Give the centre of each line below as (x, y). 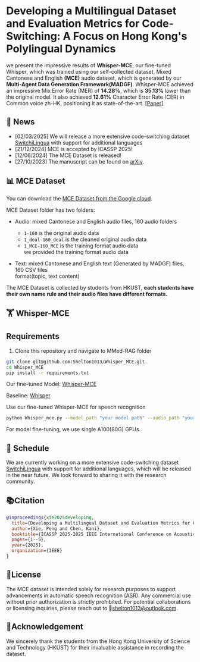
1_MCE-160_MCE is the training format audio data (81, 246)
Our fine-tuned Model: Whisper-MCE (51, 384)
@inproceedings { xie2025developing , (50, 517)
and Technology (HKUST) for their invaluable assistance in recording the (95, 647)
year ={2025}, (28, 545)
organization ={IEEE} (37, 551)
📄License (24, 575)
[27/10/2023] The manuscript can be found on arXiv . (79, 161)
